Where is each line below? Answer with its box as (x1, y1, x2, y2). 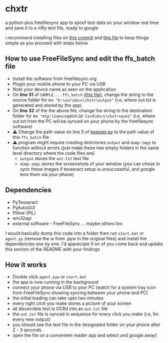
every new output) (12, 316, 51, 322)
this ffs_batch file (12, 134, 49, 140)
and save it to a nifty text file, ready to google (5, 25, 98, 31)
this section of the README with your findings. (5, 246, 101, 252)
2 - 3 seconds (12, 327, 41, 333)
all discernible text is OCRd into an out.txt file (12, 306, 108, 312)
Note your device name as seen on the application (12, 86, 116, 92)
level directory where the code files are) (12, 150, 95, 156)
